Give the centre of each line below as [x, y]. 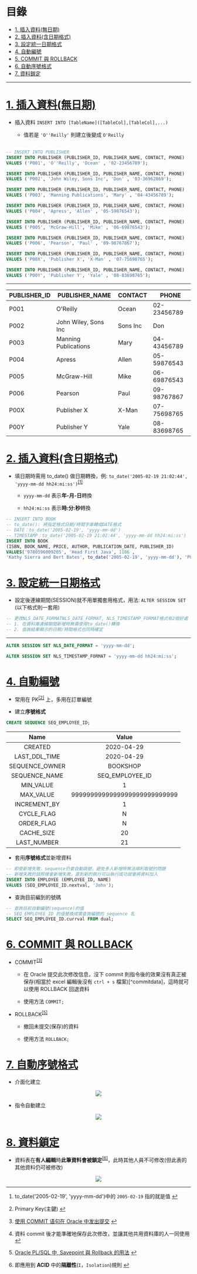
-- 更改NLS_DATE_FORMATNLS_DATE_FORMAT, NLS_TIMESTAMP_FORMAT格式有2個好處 [97, 619]
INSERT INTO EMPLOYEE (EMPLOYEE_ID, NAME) [59, 879]
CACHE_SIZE [38, 833]
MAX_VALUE [37, 795]
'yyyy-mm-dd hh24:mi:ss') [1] [49, 483]
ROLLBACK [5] [31, 1013]
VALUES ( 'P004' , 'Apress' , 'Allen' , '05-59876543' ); [73, 211]
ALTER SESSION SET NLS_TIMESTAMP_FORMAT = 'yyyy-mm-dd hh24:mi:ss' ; [91, 656]
